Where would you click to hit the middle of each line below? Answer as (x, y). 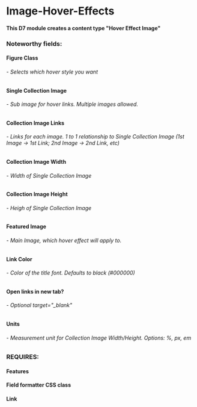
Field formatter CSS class (39, 385)
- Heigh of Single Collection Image (49, 208)
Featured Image (26, 226)
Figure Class (22, 58)
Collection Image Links (35, 123)
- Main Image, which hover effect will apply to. (64, 240)
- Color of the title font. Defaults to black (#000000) (71, 273)
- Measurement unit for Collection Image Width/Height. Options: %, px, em (99, 338)
